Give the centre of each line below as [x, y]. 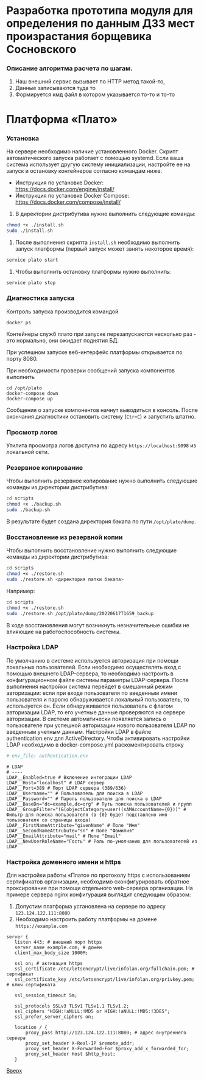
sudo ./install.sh [30, 231]
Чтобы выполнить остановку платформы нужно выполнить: [93, 271]
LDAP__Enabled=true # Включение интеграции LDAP [69, 777]
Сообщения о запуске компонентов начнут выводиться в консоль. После [102, 410]
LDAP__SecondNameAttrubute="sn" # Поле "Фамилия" [71, 831]
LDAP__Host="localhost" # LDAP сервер [55, 782]
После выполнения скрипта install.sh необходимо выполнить [97, 242]
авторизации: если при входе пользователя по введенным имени [92, 693]
